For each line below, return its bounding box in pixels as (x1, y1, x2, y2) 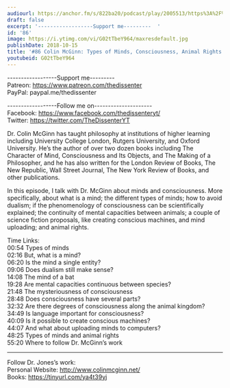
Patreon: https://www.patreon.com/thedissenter (7, 80, 142, 89)
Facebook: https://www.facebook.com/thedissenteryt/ (7, 109, 161, 117)
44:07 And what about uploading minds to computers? (7, 323, 161, 332)
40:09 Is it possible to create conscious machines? (7, 317, 151, 325)
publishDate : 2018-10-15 (7, 42, 78, 49)
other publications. (7, 173, 60, 181)
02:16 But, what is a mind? (7, 251, 81, 259)
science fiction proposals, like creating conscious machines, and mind (7, 216, 205, 224)
